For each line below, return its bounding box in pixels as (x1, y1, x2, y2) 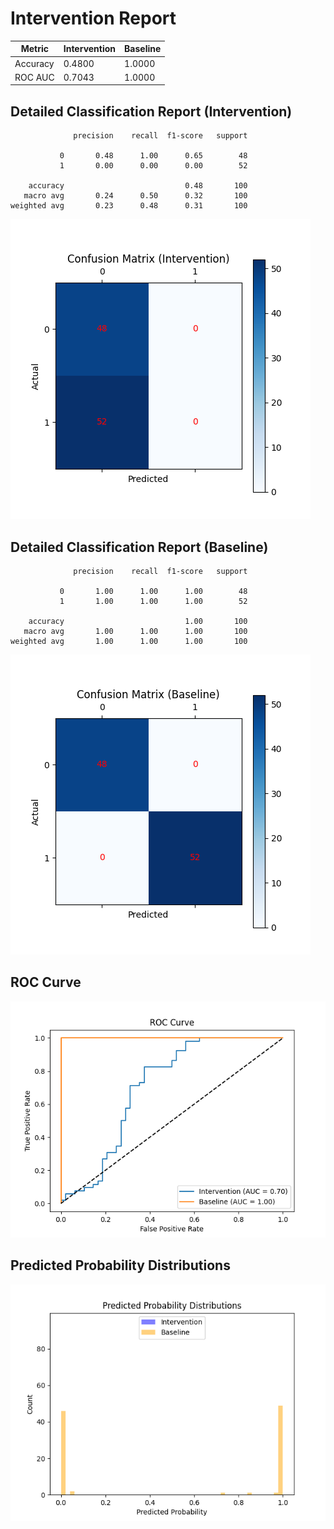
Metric (20, 43, 50, 55)
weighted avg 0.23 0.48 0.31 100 (10, 201, 248, 211)
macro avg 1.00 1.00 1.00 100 (23, 627, 248, 637)
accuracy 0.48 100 (28, 181, 248, 191)
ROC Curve (10, 974, 82, 991)
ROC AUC (14, 71, 55, 83)
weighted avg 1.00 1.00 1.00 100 (10, 637, 248, 647)
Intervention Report (10, 7, 177, 30)
